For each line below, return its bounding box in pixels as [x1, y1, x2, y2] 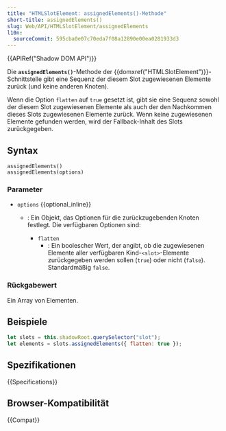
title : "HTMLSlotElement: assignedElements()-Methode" [7, 10, 167, 17]
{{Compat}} [7, 416, 40, 424]
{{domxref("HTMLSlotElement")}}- [114, 68, 212, 76]
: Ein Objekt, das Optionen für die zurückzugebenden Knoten [27, 213, 200, 222]
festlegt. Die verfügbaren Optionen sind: [27, 221, 141, 229]
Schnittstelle [7, 75, 42, 83]
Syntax [7, 145, 38, 156]
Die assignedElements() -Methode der [7, 68, 113, 76]
